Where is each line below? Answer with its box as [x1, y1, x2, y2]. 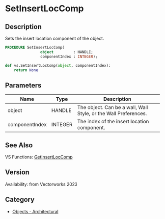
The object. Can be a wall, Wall [77, 104, 148, 111]
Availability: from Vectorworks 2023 [5, 181, 78, 187]
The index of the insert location [77, 118, 149, 125]
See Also [5, 141, 33, 149]
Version [5, 168, 29, 177]
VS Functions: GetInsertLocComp [5, 154, 73, 160]
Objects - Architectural [12, 208, 59, 214]
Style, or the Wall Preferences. [77, 110, 147, 117]
